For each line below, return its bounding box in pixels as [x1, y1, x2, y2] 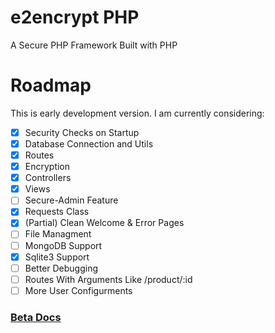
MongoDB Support [24, 239, 103, 251]
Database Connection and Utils [24, 137, 154, 150]
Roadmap [10, 74, 92, 97]
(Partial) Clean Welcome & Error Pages [24, 217, 185, 229]
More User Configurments [24, 284, 133, 296]
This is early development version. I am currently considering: [10, 107, 265, 119]
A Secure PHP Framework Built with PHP [10, 39, 178, 51]
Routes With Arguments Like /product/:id [24, 273, 193, 285]
